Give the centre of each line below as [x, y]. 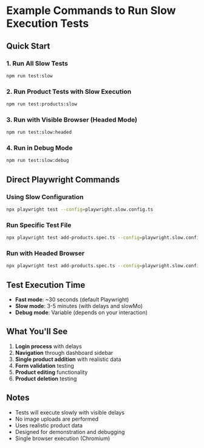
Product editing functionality [51, 372]
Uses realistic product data [49, 425]
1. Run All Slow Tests [37, 63]
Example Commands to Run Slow [91, 11]
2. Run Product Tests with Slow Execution [69, 91]
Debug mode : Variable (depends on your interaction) [81, 312]
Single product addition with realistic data [68, 359]
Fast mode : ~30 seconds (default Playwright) [72, 299]
